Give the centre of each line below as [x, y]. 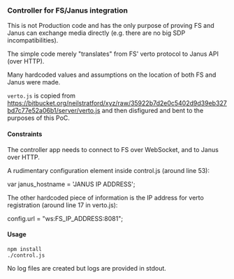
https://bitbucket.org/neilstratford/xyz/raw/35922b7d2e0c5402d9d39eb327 [117, 103]
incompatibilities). [33, 40]
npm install [24, 249]
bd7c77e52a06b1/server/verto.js [54, 111]
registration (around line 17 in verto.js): [63, 205]
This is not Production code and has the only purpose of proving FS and [111, 26]
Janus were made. [34, 82]
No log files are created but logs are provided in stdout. [87, 268]
